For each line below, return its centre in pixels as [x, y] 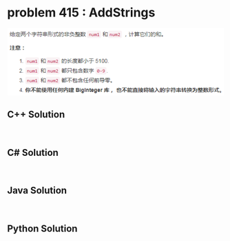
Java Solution [37, 191]
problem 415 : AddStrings [81, 13]
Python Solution [42, 228]
